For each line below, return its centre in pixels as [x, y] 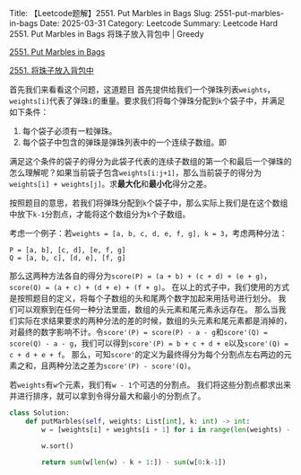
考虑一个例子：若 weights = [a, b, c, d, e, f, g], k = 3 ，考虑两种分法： [149, 233]
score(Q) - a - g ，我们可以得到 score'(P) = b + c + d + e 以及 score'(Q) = [149, 343]
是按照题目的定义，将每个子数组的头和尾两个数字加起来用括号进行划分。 [142, 298]
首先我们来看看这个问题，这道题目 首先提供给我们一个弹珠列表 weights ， [142, 89]
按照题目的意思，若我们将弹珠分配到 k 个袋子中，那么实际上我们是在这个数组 [149, 203]
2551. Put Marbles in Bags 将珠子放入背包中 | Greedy [107, 34]
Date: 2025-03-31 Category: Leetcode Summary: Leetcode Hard [159, 23]
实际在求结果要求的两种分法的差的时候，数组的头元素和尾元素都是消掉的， [154, 321]
